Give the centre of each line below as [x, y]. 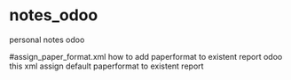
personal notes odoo [47, 40]
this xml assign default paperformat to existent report [106, 66]
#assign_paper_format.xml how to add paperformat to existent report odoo [146, 56]
